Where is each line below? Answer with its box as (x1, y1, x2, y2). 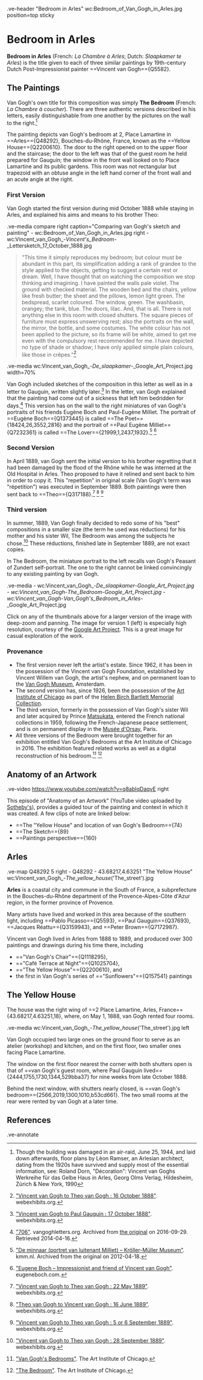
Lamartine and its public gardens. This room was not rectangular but (7, 163, 177, 170)
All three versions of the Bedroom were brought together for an (15, 732, 173, 739)
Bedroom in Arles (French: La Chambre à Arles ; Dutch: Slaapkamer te (7, 53, 182, 60)
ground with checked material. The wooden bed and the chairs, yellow (21, 286, 197, 293)
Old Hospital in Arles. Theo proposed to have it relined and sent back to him (7, 470, 195, 478)
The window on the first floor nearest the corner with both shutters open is (7, 1060, 192, 1067)
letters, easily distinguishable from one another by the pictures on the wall (7, 112, 191, 119)
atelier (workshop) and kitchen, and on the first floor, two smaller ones (7, 1042, 181, 1049)
